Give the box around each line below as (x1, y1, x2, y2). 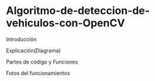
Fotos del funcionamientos (6, 69, 70, 76)
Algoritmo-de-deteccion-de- (6, 4, 150, 17)
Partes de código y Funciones (6, 58, 78, 65)
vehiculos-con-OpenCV (6, 16, 125, 30)
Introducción (6, 36, 37, 43)
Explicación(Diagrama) (6, 47, 61, 54)
